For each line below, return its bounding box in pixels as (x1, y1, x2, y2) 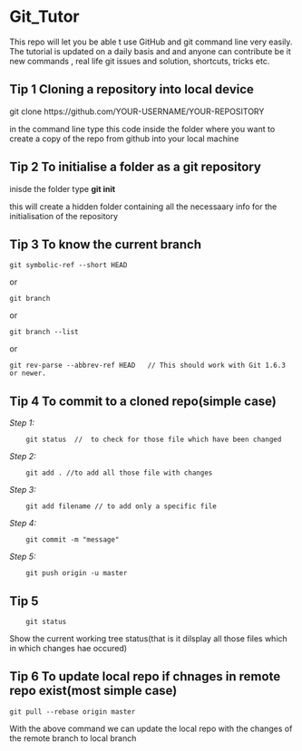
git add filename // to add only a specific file (25, 502, 218, 511)
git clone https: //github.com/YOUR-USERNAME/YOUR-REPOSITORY (9, 106, 265, 117)
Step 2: (9, 451, 36, 462)
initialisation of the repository (9, 210, 119, 221)
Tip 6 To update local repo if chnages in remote (9, 669, 281, 685)
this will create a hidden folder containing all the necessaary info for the (9, 201, 278, 212)
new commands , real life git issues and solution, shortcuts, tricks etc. (9, 55, 270, 66)
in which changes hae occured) (9, 643, 128, 653)
